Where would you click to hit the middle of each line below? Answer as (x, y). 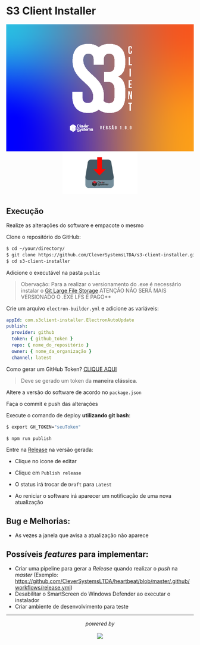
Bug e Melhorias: (38, 521)
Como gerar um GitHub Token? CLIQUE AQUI (62, 369)
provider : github (33, 333)
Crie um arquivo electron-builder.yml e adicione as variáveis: (82, 308)
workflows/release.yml (43, 588)
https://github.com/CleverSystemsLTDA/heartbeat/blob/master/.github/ (102, 581)
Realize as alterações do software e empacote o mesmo (75, 225)
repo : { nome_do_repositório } (50, 345)
